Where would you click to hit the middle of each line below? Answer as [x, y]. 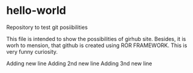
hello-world [36, 11]
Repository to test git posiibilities [47, 27]
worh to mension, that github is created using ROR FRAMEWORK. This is [97, 45]
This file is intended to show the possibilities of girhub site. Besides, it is [96, 39]
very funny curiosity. [32, 51]
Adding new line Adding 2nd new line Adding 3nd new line [79, 63]
